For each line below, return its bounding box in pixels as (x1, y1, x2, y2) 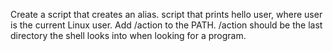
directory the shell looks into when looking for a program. (10, 30, 247, 41)
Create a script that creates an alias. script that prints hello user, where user (10, 9, 323, 20)
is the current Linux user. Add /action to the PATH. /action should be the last (10, 19, 323, 31)
